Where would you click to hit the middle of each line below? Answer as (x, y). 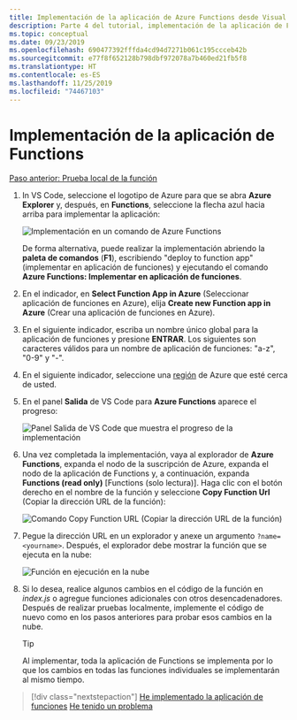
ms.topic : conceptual (49, 34)
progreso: (40, 411)
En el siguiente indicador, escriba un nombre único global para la (140, 330)
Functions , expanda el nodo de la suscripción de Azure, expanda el (145, 464)
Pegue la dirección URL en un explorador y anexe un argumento (138, 536)
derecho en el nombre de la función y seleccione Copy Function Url (146, 493)
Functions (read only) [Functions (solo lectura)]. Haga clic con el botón (152, 483)
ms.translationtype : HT (53, 67)
